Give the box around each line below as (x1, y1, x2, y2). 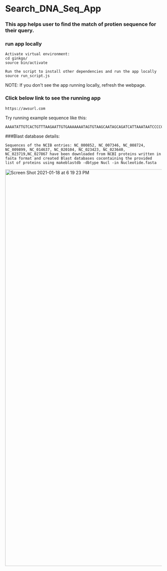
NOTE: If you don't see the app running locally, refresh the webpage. (5, 82, 146, 88)
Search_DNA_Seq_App (5, 3, 101, 14)
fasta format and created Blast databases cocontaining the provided (5, 155, 153, 161)
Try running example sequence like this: (5, 115, 87, 121)
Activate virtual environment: (5, 52, 70, 57)
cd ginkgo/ (5, 56, 28, 61)
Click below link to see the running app (5, 95, 101, 102)
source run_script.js (5, 73, 50, 79)
